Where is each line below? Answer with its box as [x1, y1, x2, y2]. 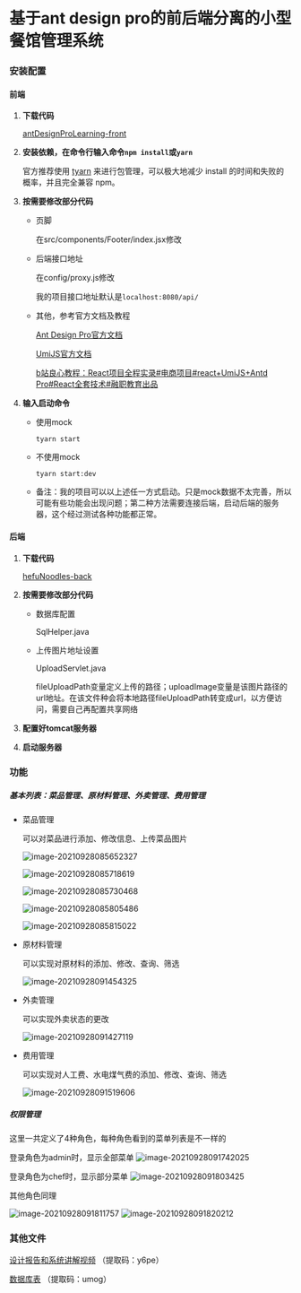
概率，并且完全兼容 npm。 [21, 177, 120, 188]
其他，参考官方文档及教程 [35, 310, 131, 321]
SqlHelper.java [35, 626, 90, 637]
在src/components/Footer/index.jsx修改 [35, 234, 182, 245]
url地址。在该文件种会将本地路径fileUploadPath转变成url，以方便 [35, 692, 275, 703]
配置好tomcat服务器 [21, 723, 97, 733]
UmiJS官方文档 [35, 349, 92, 360]
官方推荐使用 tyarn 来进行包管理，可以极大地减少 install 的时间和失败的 [21, 166, 285, 177]
